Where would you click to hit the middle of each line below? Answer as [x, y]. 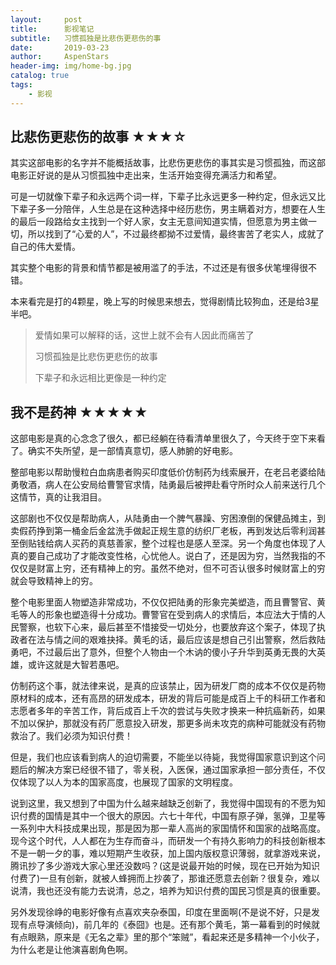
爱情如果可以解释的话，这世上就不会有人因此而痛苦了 [144, 335]
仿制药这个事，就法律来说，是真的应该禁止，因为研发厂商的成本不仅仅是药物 [168, 686]
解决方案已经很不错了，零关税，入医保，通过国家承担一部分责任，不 [176, 770]
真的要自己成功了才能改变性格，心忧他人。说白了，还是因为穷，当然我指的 [163, 556]
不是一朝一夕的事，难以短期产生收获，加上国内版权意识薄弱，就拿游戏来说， [168, 853]
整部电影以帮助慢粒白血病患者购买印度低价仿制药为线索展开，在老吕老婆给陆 [168, 472]
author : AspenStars [60, 57]
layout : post [46, 19]
